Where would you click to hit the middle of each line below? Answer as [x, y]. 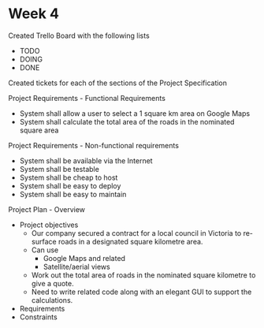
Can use [45, 250]
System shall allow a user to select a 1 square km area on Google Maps [135, 113]
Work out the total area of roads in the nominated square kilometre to [143, 275]
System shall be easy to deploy [70, 185]
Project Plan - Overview [46, 209]
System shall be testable [59, 169]
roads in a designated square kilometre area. [130, 241]
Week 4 [33, 14]
